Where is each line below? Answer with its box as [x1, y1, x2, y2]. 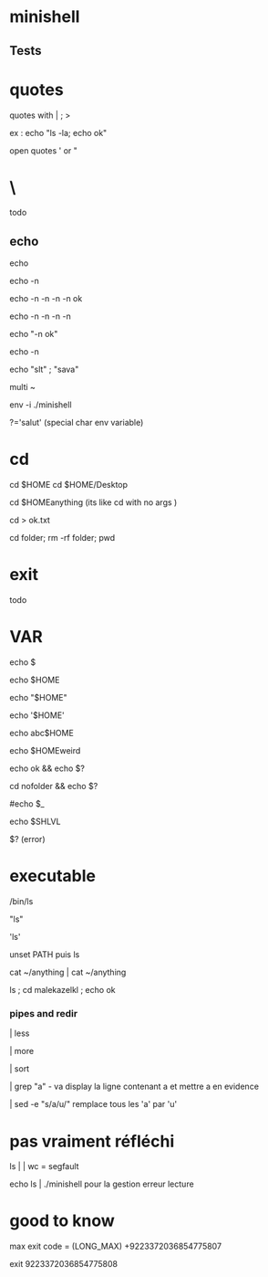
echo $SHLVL [9, 816, 61, 828]
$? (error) [9, 834, 46, 845]
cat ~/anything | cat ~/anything [9, 966, 127, 978]
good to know [9, 1210, 116, 1231]
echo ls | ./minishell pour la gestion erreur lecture [9, 1178, 194, 1189]
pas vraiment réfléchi [9, 1131, 175, 1152]
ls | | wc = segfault [9, 1161, 79, 1172]
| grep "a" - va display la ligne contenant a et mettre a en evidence [9, 1081, 260, 1092]
